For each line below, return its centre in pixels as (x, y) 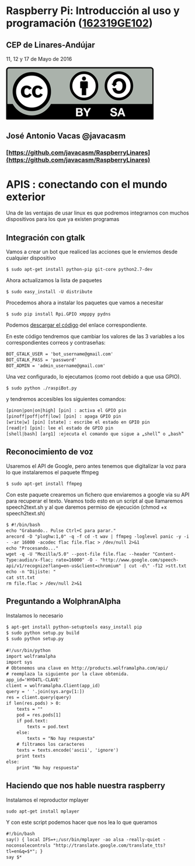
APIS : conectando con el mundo (87, 184)
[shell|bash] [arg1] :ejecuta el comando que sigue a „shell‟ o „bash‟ (95, 434)
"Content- (164, 554)
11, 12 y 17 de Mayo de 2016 (39, 59)
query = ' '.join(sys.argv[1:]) (45, 691)
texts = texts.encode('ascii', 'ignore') (67, 750)
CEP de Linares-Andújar (51, 45)
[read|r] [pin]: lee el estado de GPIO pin (60, 428)
